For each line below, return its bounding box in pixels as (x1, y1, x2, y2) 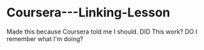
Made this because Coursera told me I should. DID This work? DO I (6, 27, 198, 36)
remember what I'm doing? (6, 34, 84, 42)
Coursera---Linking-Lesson (6, 5, 171, 21)
